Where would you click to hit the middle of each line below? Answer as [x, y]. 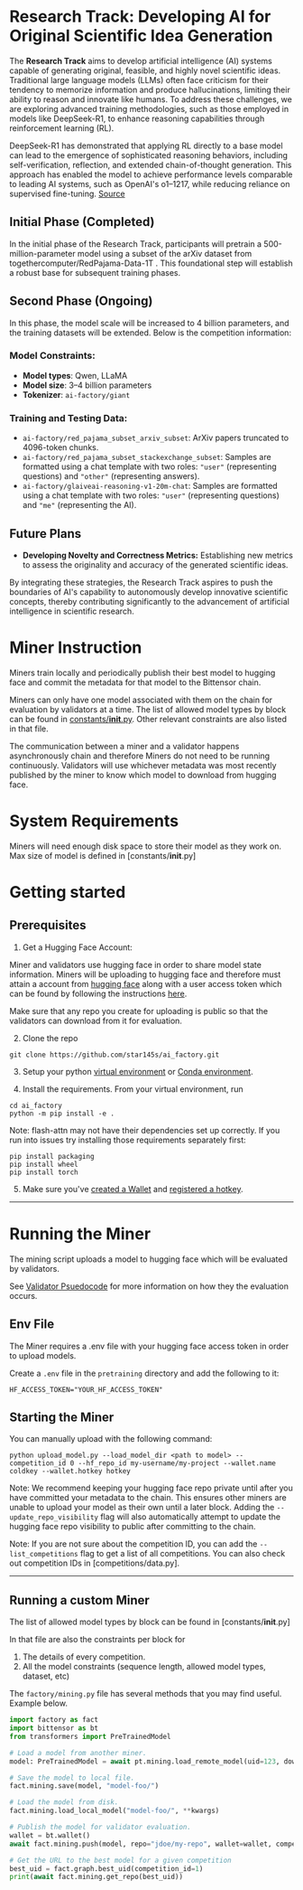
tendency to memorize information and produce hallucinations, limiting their [150, 89]
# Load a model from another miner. [78, 1753]
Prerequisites [48, 925]
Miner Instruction [76, 648]
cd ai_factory [36, 1105]
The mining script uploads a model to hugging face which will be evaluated [149, 1259]
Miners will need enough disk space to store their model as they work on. [146, 846]
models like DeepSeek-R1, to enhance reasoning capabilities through [137, 118]
